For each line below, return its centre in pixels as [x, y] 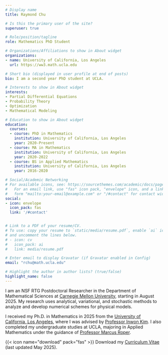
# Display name [21, 10]
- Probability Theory [28, 101]
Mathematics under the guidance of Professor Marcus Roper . [68, 332]
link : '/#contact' [29, 212]
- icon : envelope [23, 203]
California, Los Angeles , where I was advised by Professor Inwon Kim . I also [83, 321]
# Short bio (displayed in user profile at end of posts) [67, 74]
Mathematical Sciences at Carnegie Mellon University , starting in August [80, 296]
